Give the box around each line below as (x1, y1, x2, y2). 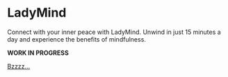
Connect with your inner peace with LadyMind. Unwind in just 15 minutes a (7, 28, 221, 36)
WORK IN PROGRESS (7, 49, 70, 57)
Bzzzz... (7, 62, 31, 70)
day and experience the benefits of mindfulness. (7, 35, 146, 43)
